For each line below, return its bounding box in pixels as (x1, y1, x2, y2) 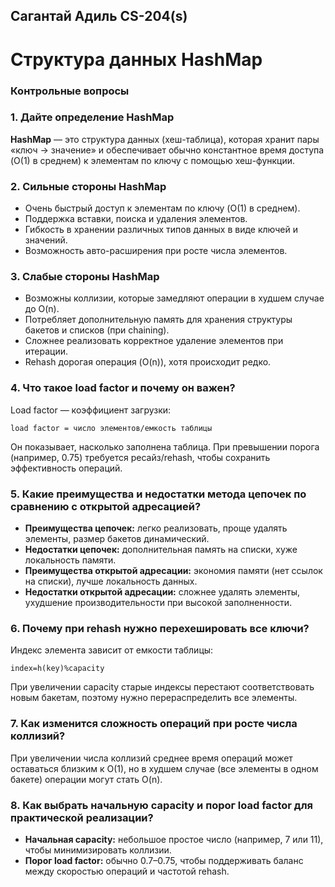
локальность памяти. (24, 554, 117, 566)
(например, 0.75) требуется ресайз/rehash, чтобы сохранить (10, 451, 271, 463)
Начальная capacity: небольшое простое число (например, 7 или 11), (24, 833, 324, 845)
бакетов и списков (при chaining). (24, 324, 170, 336)
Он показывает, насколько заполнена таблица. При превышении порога (10, 440, 320, 453)
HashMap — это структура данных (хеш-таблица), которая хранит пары (10, 133, 320, 145)
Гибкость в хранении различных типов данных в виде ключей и (24, 224, 298, 236)
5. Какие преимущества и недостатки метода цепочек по (10, 487, 307, 501)
